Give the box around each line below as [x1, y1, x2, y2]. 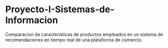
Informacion [5, 14, 59, 26]
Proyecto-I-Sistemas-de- [5, 4, 115, 15]
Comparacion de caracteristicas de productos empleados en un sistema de [5, 31, 163, 37]
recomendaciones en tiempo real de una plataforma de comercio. [5, 37, 143, 43]
